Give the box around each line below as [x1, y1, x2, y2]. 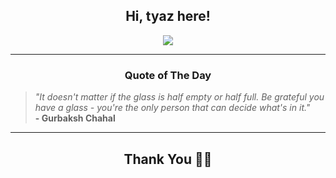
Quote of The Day [124, 68, 212, 82]
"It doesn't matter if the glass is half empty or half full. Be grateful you [34, 91, 325, 103]
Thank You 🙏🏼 [123, 150, 213, 168]
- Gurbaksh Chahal [34, 112, 116, 124]
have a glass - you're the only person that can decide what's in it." [34, 102, 311, 114]
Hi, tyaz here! [125, 8, 211, 25]
